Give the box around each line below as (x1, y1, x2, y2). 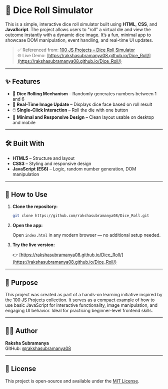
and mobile (12, 119, 36, 125)
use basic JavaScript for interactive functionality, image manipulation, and (5, 302, 158, 308)
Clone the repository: (12, 204, 58, 210)
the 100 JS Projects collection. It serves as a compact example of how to (5, 297, 155, 303)
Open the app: (12, 223, 43, 229)
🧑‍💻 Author (5, 327, 38, 335)
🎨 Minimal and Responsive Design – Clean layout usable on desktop (12, 114, 154, 120)
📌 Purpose (5, 278, 38, 287)
